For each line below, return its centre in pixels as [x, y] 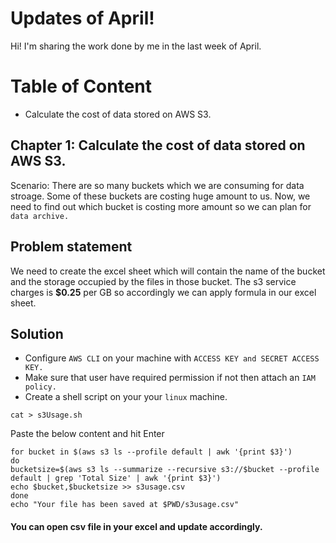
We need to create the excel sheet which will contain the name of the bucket [168, 271]
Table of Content [81, 86]
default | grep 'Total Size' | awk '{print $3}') [116, 478]
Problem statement [71, 247]
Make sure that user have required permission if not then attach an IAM [170, 378]
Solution [37, 333]
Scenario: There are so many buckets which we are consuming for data [157, 185]
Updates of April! [82, 18]
